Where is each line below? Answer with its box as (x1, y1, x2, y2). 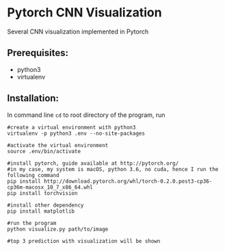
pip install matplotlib (7, 207, 75, 215)
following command (7, 172, 59, 179)
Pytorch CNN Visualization (7, 5, 162, 21)
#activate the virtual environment (7, 142, 109, 148)
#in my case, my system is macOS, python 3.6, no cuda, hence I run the (7, 166, 219, 172)
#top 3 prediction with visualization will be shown (7, 237, 161, 244)
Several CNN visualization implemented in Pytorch (7, 27, 149, 36)
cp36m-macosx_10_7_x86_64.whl (7, 183, 94, 191)
